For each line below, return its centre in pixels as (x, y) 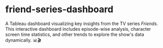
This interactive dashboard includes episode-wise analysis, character (78, 29)
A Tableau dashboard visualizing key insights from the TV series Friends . (82, 23)
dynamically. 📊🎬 (23, 40)
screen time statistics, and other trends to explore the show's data (75, 34)
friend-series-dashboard (59, 9)
